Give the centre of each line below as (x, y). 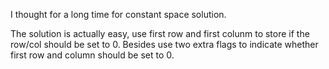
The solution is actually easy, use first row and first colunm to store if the (160, 33)
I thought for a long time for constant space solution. (118, 14)
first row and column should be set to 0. (92, 55)
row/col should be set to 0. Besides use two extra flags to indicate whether (164, 44)
